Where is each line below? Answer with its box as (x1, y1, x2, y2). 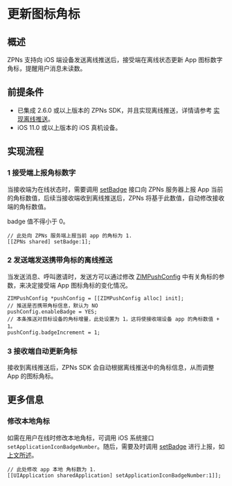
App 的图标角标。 (7, 372, 57, 380)
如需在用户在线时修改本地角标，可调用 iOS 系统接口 (7, 433, 154, 442)
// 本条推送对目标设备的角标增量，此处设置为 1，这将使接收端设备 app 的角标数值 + (7, 315, 220, 322)
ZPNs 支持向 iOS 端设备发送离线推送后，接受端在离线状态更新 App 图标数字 (7, 56, 223, 64)
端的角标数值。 (7, 202, 50, 211)
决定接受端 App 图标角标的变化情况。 (25, 281, 132, 289)
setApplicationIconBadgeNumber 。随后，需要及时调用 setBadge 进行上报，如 (7, 442, 225, 450)
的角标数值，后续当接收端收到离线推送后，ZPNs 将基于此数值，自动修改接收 (7, 194, 225, 202)
